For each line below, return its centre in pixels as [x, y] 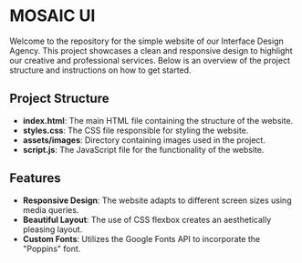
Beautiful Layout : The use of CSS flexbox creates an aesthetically [147, 219]
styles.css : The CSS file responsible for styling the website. [135, 130]
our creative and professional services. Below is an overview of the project [150, 60]
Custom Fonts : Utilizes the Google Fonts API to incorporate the [141, 238]
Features [35, 178]
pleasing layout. [52, 229]
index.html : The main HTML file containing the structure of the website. [158, 120]
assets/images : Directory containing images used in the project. [144, 140]
